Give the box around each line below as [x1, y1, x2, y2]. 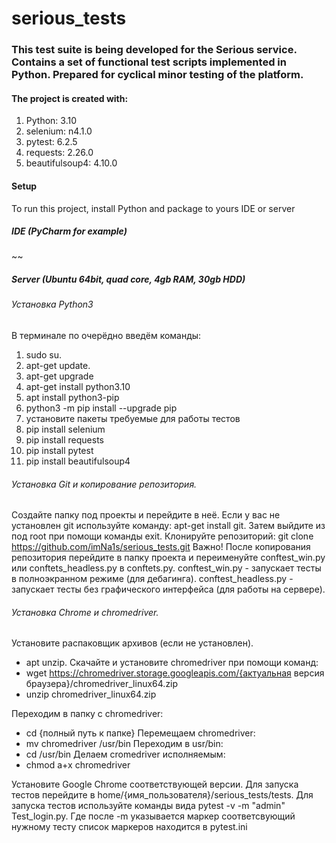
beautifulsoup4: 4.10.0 [25, 157, 118, 169]
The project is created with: [11, 92, 129, 104]
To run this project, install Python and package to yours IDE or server [11, 202, 296, 214]
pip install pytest [25, 445, 94, 457]
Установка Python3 [11, 298, 94, 311]
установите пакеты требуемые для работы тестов [25, 413, 241, 425]
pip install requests [25, 434, 104, 446]
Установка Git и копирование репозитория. [11, 478, 198, 490]
